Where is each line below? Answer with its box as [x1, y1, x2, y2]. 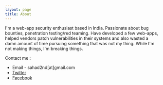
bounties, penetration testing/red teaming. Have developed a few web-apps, [5, 30, 158, 36]
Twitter [12, 69, 27, 75]
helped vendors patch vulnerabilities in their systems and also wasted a [5, 35, 148, 41]
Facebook [12, 75, 33, 81]
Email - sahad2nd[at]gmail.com [12, 64, 75, 70]
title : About [5, 12, 32, 17]
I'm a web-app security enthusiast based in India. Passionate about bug [5, 25, 149, 31]
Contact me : [5, 55, 31, 61]
